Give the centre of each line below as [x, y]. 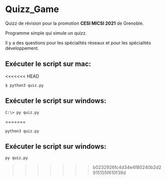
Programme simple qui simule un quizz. [46, 33]
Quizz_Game [32, 9]
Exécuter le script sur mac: [48, 64]
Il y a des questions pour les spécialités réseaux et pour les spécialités [78, 43]
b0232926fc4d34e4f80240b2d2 [127, 167]
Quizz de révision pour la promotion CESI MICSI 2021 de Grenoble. [75, 23]
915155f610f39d [109, 173]
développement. [22, 48]
